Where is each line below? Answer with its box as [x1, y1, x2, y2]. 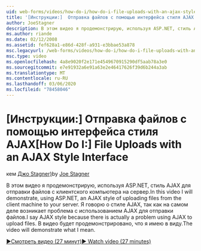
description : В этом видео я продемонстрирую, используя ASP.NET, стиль [6, 25, 191, 32]
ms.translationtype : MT [6, 70, 66, 76]
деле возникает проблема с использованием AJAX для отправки [6, 207, 173, 214]
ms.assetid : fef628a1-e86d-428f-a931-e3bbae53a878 [6, 42, 135, 48]
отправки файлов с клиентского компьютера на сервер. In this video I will [6, 188, 193, 195]
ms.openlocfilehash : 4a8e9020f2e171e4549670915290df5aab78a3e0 [6, 59, 167, 65]
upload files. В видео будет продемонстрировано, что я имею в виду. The [6, 219, 193, 227]
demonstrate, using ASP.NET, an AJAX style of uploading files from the [6, 194, 182, 201]
